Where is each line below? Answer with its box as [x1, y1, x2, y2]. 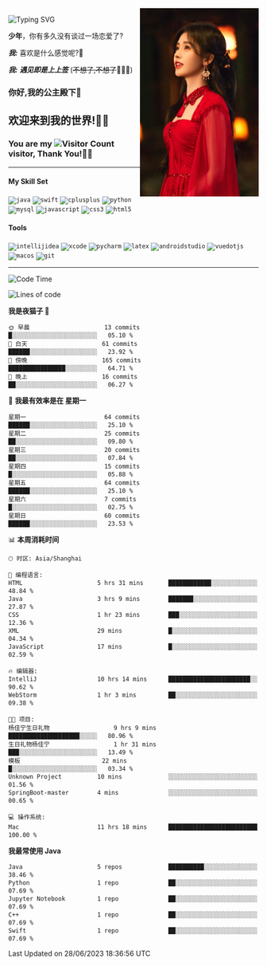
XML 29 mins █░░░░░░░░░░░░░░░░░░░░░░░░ [8, 627, 258, 635]
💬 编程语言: [8, 571, 44, 579]
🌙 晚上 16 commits [8, 373, 138, 381]
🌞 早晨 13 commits [8, 324, 141, 332]
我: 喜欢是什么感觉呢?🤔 [8, 48, 83, 57]
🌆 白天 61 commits [8, 340, 138, 348]
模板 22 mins [8, 757, 127, 765]
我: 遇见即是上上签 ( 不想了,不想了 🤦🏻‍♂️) [8, 65, 133, 74]
